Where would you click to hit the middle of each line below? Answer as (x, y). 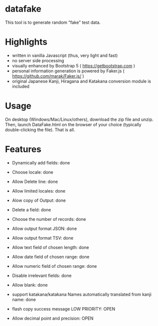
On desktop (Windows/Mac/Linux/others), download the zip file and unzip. (79, 119)
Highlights (26, 42)
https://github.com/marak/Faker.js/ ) (48, 76)
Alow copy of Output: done (39, 200)
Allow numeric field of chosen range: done (54, 266)
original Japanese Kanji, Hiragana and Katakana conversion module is (81, 81)
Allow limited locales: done (39, 191)
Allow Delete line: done (35, 181)
